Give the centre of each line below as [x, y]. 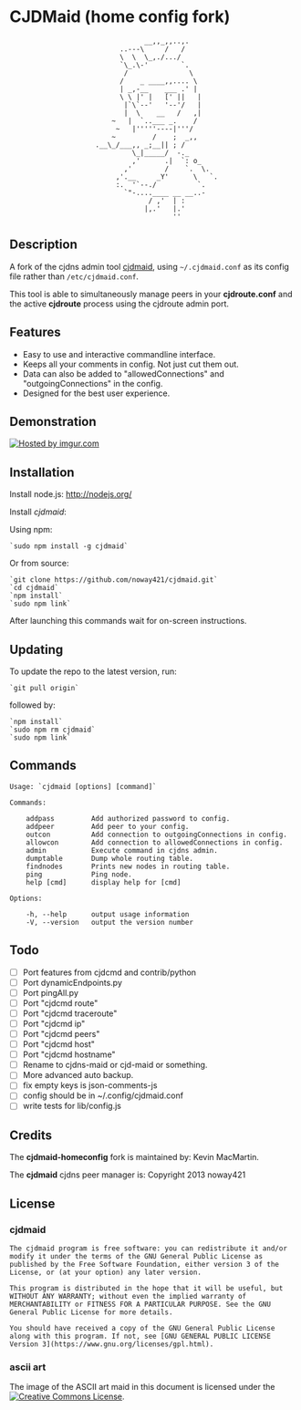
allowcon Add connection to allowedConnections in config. [155, 842]
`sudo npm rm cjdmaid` [52, 730]
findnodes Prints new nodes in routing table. [128, 866]
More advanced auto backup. [78, 1075]
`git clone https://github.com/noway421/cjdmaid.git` [114, 580]
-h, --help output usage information [108, 914]
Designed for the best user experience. [96, 393]
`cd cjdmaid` [34, 588]
